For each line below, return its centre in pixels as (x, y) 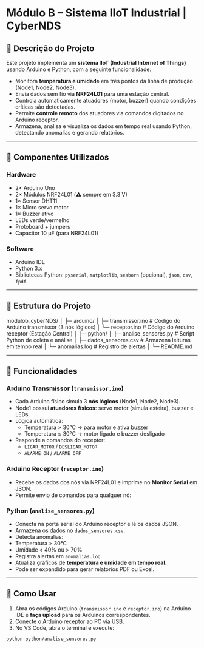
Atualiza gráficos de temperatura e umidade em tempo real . (91, 563)
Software (20, 249)
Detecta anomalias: (39, 537)
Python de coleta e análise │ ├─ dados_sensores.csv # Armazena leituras (99, 340)
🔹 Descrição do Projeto (50, 48)
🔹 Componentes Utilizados (58, 157)
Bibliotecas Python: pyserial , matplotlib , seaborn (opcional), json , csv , (104, 275)
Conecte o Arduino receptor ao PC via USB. (70, 621)
